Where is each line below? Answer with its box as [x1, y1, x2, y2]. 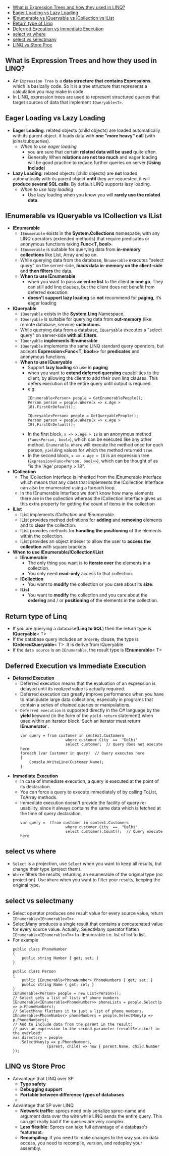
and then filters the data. [20, 268, 73, 274]
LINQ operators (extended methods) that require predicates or [20, 236, 150, 242]
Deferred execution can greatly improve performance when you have [20, 691, 164, 697]
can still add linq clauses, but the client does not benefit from [27, 284, 155, 290]
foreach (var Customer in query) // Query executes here [20, 751, 145, 756]
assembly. [20, 1145, 41, 1151]
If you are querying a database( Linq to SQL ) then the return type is [12, 626, 151, 632]
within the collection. [20, 533, 64, 539]
